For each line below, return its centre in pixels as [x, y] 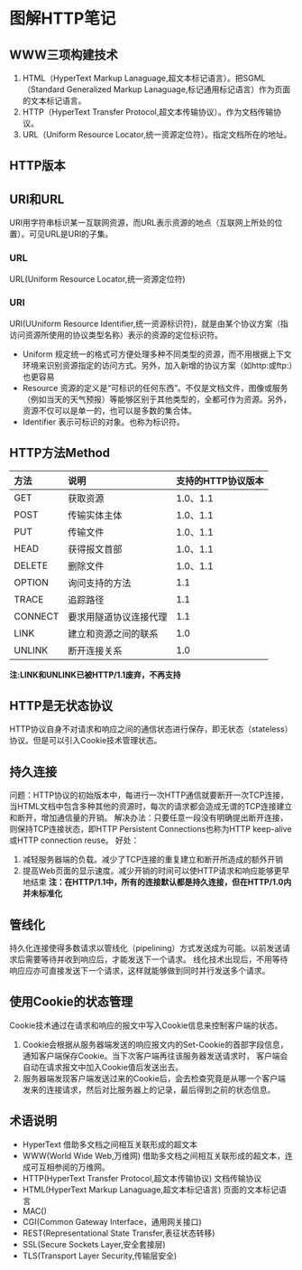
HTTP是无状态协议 [61, 706]
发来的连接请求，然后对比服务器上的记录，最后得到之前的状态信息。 [149, 1089]
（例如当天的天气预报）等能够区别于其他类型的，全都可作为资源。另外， [156, 399]
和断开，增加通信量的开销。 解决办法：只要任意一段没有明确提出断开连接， [149, 817]
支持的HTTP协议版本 [220, 481]
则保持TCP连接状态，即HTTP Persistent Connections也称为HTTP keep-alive [151, 829]
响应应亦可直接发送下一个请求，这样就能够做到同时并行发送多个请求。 [140, 971]
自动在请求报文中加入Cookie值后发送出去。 [103, 1067]
